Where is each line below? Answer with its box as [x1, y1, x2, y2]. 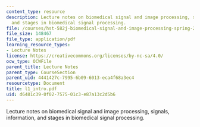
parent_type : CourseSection [6, 69, 76, 75]
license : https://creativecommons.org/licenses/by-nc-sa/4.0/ [6, 53, 164, 59]
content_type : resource [6, 8, 65, 15]
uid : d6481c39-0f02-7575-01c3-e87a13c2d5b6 [6, 91, 116, 97]
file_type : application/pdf [6, 36, 76, 42]
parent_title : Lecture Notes [6, 63, 79, 70]
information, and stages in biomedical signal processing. [6, 114, 145, 121]
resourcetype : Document [6, 81, 65, 87]
